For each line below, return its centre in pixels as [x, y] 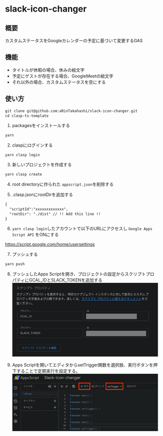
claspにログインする [33, 145]
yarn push [15, 264]
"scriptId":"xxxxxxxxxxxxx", [39, 210]
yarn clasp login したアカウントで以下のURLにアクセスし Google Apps [82, 228]
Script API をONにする [35, 235]
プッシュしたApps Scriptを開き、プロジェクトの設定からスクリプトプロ [83, 274]
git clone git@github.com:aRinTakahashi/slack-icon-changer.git [71, 111]
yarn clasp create [24, 175]
